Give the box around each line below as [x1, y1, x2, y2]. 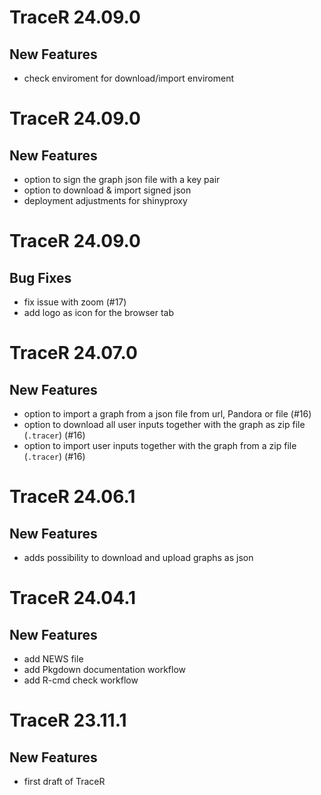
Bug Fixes [9, 269, 72, 286]
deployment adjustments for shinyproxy [23, 195, 188, 206]
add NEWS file [23, 653, 84, 665]
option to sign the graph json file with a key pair [23, 174, 221, 185]
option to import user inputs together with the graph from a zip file [23, 440, 297, 451]
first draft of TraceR [23, 776, 106, 787]
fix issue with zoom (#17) [23, 296, 127, 308]
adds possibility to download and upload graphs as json [23, 552, 254, 563]
